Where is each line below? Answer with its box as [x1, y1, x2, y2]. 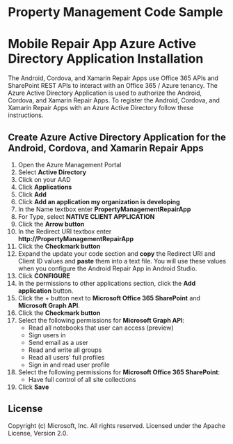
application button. [17, 286, 74, 295]
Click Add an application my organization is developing [17, 197, 180, 206]
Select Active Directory [17, 168, 86, 176]
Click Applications [17, 183, 72, 191]
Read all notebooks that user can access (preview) [28, 323, 174, 332]
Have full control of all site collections [28, 375, 136, 383]
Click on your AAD [17, 175, 72, 183]
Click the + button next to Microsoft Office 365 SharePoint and [17, 293, 201, 302]
